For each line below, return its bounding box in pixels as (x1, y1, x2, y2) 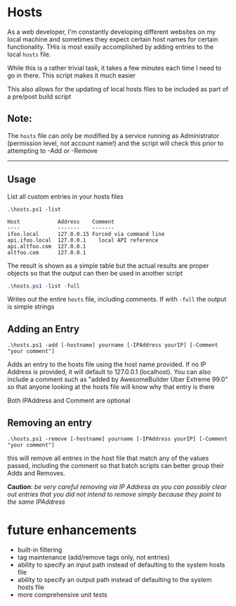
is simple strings (7, 302, 55, 311)
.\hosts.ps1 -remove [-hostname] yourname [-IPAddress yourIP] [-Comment (7, 435, 228, 443)
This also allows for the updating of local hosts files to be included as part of (7, 85, 229, 93)
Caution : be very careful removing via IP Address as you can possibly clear (7, 483, 227, 491)
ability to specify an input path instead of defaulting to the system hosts (17, 561, 225, 569)
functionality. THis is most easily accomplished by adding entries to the (7, 42, 214, 51)
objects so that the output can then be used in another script (7, 268, 183, 277)
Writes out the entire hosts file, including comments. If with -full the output (7, 295, 227, 304)
